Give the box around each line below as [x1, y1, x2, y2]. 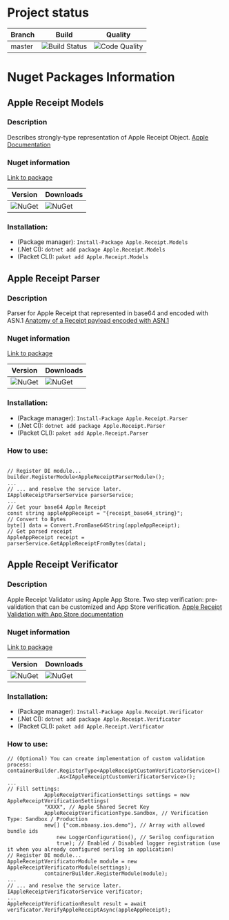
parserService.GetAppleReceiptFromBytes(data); [7, 540, 147, 547]
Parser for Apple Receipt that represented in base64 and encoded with [7, 309, 209, 317]
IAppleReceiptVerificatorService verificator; [7, 888, 143, 895]
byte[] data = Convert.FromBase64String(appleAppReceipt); [7, 522, 181, 529]
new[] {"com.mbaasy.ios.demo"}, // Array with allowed [43, 821, 206, 829]
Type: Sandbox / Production [7, 816, 88, 823]
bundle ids [7, 827, 39, 834]
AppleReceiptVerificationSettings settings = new [43, 791, 190, 798]
